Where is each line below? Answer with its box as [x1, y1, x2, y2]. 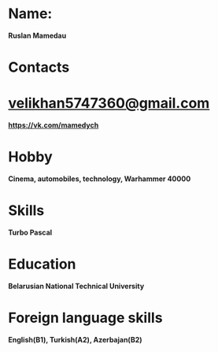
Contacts [8, 58, 70, 76]
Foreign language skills [8, 309, 163, 327]
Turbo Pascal [8, 228, 53, 237]
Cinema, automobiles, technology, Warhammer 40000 [8, 174, 191, 183]
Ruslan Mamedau [8, 31, 67, 40]
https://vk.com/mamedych [8, 120, 99, 130]
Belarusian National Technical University [8, 281, 145, 291]
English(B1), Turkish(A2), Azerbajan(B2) [8, 335, 143, 344]
